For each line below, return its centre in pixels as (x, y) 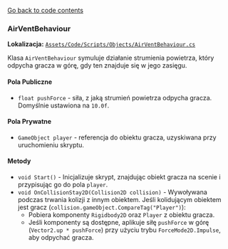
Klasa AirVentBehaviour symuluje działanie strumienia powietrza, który (111, 58)
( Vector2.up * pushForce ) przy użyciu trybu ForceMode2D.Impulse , (124, 230)
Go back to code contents (46, 10)
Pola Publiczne (30, 82)
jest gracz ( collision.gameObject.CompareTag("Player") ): (102, 207)
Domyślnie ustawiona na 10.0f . (63, 105)
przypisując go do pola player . (63, 184)
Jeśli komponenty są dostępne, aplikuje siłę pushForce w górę (119, 222)
